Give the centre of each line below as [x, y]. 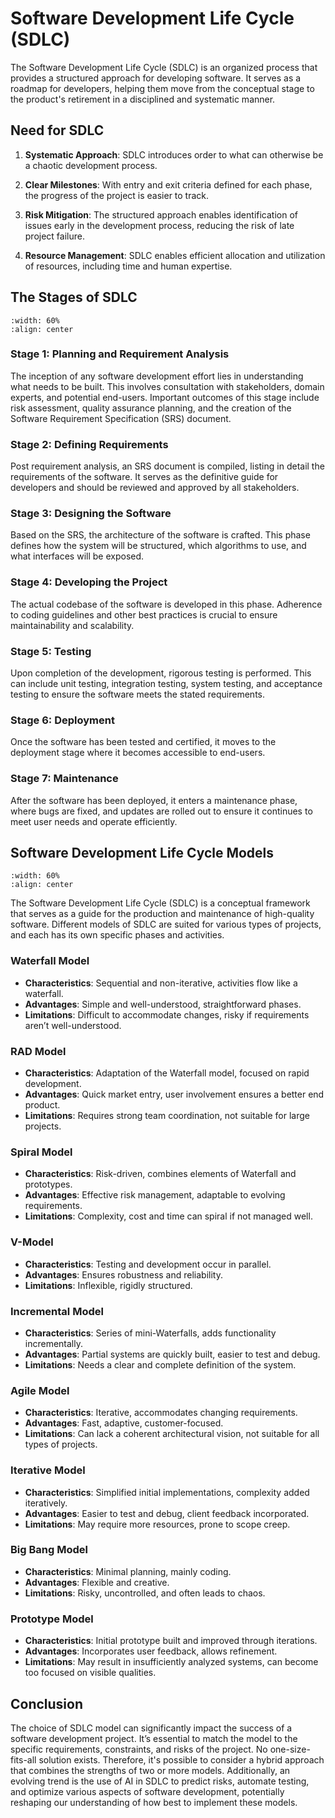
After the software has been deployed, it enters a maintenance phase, [154, 800]
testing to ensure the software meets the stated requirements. [137, 694]
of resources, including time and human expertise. [128, 266]
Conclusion [47, 1703]
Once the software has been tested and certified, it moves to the [143, 742]
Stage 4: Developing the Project [89, 582]
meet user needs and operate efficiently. [94, 821]
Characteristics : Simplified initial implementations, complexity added [167, 1492]
